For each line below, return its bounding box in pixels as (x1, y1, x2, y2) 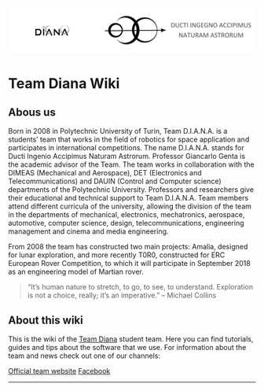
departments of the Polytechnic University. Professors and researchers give (8, 185, 254, 194)
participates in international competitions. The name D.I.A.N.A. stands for (8, 143, 245, 153)
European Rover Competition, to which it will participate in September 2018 (8, 259, 251, 268)
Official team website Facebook (8, 367, 111, 376)
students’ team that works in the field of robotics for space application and (8, 135, 250, 144)
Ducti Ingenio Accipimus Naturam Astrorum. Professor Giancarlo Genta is (8, 152, 246, 161)
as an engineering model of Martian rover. (8, 267, 144, 277)
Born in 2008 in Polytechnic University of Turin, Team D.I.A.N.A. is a (8, 127, 228, 136)
